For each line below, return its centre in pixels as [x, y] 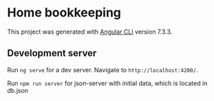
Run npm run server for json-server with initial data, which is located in [107, 83]
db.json [18, 90]
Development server [52, 53]
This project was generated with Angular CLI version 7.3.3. [90, 32]
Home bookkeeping [64, 13]
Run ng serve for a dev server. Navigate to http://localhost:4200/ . [103, 69]
